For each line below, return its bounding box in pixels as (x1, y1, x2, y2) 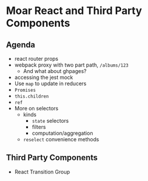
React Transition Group (14, 168, 71, 175)
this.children (14, 93, 49, 99)
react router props (14, 55, 59, 62)
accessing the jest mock (14, 74, 73, 81)
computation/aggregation (31, 130, 93, 137)
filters (31, 124, 46, 130)
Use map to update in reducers (14, 80, 87, 87)
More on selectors (14, 105, 59, 112)
